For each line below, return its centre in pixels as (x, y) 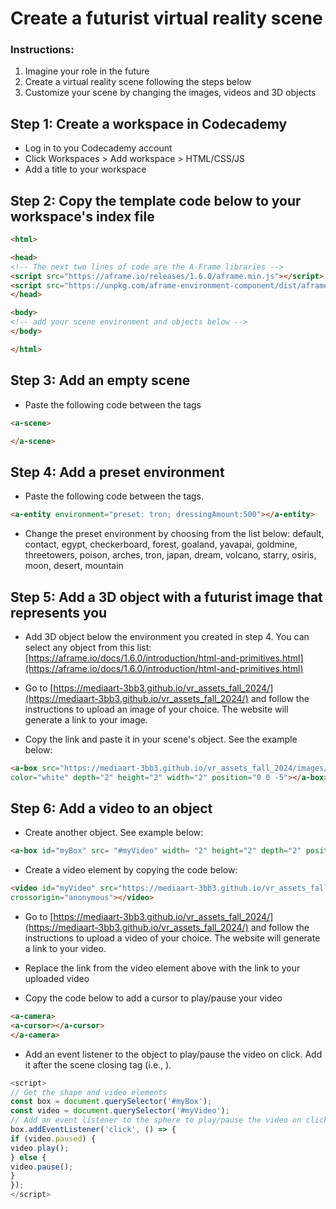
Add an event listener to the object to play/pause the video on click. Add (173, 1054)
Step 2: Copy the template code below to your (156, 200)
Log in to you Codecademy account (98, 148)
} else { (28, 1157)
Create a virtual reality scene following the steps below (138, 82)
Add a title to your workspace (85, 169)
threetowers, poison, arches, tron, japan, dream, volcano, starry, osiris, (170, 555)
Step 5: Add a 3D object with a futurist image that (166, 597)
